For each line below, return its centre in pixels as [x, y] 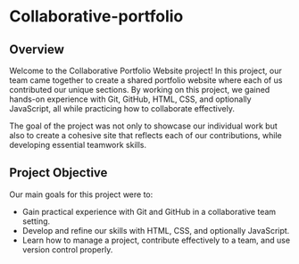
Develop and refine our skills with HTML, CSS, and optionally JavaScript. [156, 230]
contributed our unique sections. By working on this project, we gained [140, 90]
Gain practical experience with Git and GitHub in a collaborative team [149, 211]
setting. [36, 221]
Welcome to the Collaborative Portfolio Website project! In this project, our [146, 70]
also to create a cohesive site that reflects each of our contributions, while [146, 135]
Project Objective [58, 173]
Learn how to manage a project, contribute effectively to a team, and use [156, 240]
